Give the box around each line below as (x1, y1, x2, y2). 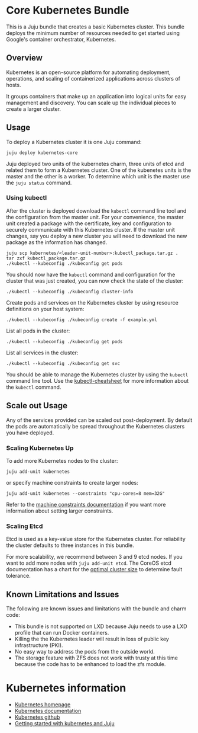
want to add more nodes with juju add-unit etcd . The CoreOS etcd (6, 559, 171, 566)
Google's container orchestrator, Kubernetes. (6, 36, 116, 43)
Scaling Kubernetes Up (6, 444, 74, 452)
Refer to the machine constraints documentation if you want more (6, 501, 166, 508)
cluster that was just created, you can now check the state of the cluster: (6, 277, 184, 284)
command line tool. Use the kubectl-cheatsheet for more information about (6, 377, 189, 384)
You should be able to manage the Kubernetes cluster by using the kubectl (6, 371, 189, 378)
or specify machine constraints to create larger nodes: (6, 479, 139, 486)
